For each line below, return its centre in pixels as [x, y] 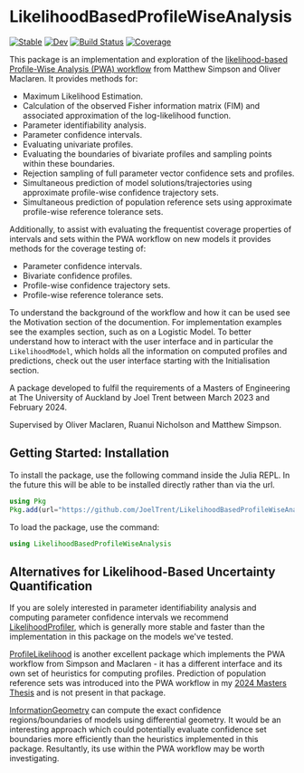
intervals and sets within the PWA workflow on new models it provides [140, 238]
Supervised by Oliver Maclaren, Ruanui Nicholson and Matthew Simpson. [146, 424]
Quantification [51, 586]
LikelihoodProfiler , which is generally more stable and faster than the [137, 627]
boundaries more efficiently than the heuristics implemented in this [134, 739]
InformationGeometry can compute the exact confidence [115, 710]
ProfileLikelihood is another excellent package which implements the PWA [147, 654]
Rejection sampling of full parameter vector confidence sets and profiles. [158, 173]
